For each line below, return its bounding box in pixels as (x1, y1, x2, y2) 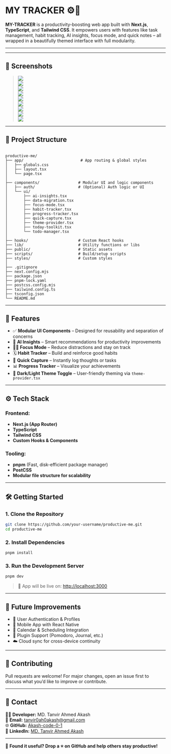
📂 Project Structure (5, 135, 67, 144)
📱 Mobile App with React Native (12, 621, 79, 627)
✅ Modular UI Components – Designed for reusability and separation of (12, 328, 164, 334)
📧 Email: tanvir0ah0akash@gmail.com (5, 717, 85, 723)
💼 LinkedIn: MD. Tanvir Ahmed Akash (5, 728, 84, 734)
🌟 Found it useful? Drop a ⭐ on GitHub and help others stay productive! (5, 743, 158, 749)
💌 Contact (5, 698, 38, 707)
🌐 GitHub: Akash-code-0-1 (5, 722, 63, 728)
